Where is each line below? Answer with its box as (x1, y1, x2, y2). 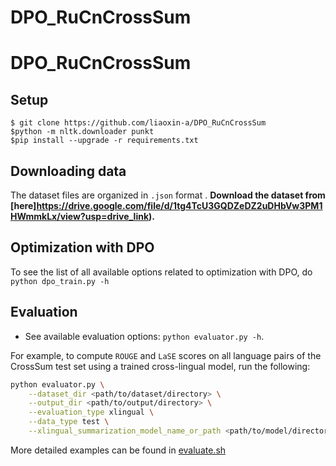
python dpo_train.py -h (10, 276, 110, 286)
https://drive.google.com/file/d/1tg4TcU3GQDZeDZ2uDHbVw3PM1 (36, 200, 323, 211)
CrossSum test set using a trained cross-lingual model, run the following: (10, 360, 311, 372)
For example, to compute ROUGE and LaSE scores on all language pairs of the (10, 349, 322, 361)
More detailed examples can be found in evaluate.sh (10, 444, 227, 456)
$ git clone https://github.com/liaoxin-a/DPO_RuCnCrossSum (10, 118, 267, 128)
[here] (10, 200, 37, 211)
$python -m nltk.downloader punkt (10, 127, 155, 137)
